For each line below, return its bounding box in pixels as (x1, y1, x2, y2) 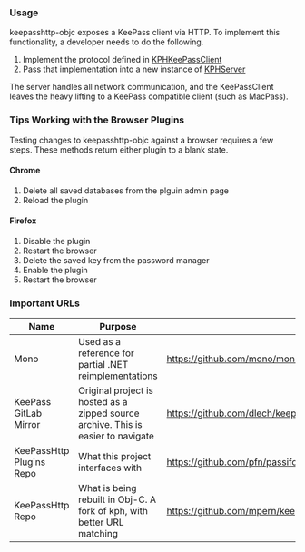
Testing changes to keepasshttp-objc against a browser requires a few (9, 134, 274, 145)
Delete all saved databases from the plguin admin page (22, 184, 230, 196)
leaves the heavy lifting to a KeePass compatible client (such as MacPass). (9, 91, 289, 102)
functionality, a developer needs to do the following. (9, 36, 204, 47)
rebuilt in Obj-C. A (78, 493, 157, 506)
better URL (78, 516, 124, 528)
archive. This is (78, 419, 143, 431)
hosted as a (78, 396, 128, 409)
